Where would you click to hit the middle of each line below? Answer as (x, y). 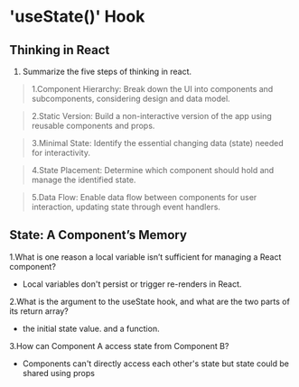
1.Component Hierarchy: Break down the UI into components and (152, 89)
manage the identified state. (84, 180)
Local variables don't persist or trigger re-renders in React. (132, 284)
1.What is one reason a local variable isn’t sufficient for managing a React (145, 257)
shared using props (58, 373)
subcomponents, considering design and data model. (131, 98)
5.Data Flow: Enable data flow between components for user (144, 197)
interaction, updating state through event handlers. (126, 207)
